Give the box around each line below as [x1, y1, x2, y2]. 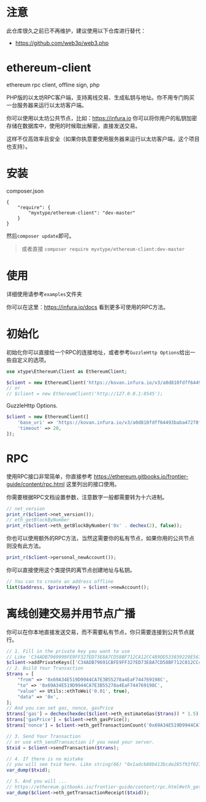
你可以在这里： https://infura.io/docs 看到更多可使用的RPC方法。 [6, 303, 169, 310]
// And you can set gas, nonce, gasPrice [6, 705, 114, 711]
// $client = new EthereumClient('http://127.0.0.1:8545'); [6, 391, 164, 397]
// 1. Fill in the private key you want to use [6, 648, 131, 654]
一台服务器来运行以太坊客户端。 [6, 101, 87, 109]
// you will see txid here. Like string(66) [6, 762, 122, 768]
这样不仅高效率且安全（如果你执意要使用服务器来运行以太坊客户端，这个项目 [6, 135, 200, 142]
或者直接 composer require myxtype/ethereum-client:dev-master [21, 245, 185, 252]
